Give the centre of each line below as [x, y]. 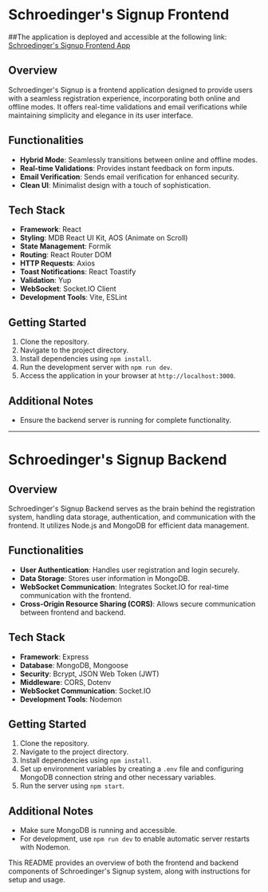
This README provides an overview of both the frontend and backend [124, 863]
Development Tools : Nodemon [71, 699]
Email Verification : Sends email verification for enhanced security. [129, 177]
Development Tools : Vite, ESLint [73, 297]
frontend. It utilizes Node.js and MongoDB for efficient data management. [129, 526]
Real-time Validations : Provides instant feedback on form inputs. [127, 168]
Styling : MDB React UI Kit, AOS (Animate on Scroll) [104, 238]
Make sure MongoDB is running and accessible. [99, 830]
